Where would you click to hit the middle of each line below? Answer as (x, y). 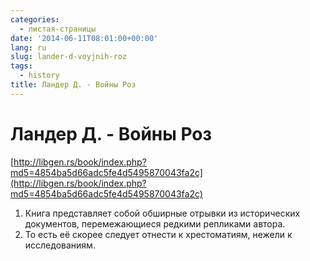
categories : (35, 19)
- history (39, 76)
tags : (21, 66)
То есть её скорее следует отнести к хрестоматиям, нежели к (158, 234)
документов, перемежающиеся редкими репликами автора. (155, 223)
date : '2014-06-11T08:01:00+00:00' (84, 38)
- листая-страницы (58, 29)
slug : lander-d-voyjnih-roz (69, 57)
